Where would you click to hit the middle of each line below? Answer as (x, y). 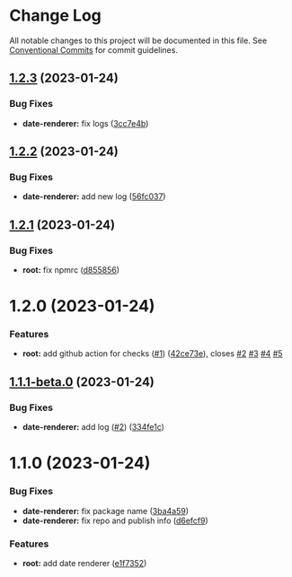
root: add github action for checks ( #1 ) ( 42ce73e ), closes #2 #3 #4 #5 (152, 354)
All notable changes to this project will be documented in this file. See (138, 40)
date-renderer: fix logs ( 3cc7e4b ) (85, 123)
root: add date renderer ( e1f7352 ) (84, 563)
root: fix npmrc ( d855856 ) (71, 270)
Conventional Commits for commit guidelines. (93, 49)
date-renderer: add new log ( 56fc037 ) (94, 197)
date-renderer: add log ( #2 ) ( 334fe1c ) (93, 427)
